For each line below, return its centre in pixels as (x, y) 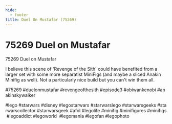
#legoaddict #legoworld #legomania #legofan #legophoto (68, 116)
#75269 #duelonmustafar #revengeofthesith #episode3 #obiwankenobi (81, 90)
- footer (19, 15)
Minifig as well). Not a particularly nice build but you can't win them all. (80, 80)
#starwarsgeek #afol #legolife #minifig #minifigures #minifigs (102, 111)
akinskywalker (20, 95)
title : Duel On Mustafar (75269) (41, 19)
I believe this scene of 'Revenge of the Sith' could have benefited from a (81, 69)
